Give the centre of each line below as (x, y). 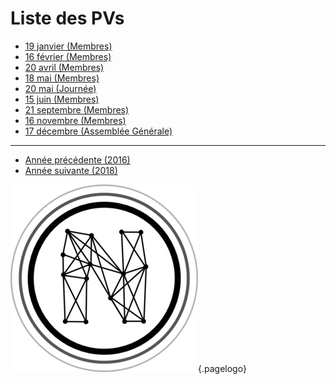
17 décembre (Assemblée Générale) (98, 131)
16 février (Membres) (68, 56)
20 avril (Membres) (64, 67)
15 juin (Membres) (62, 99)
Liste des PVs (67, 18)
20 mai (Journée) (60, 88)
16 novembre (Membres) (75, 120)
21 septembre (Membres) (77, 109)
